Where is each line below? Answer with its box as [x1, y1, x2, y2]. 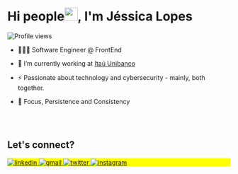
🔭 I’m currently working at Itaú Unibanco [17, 59, 136, 67]
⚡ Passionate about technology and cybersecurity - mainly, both [17, 73, 205, 81]
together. [17, 83, 45, 92]
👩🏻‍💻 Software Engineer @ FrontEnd [17, 45, 122, 54]
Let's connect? [7, 139, 75, 151]
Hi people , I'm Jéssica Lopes [7, 8, 193, 25]
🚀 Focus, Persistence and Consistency [17, 97, 130, 105]
